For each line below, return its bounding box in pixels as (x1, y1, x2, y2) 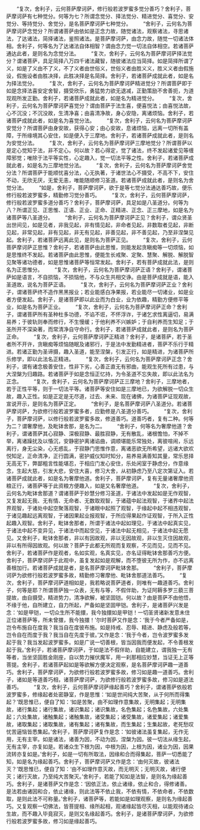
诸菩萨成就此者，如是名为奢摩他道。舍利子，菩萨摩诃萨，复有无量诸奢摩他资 (6, 475, 194, 482)
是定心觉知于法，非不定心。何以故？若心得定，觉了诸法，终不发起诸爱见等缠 (6, 147, 194, 154)
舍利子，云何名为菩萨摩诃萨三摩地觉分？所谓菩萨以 (67, 140, 193, 146)
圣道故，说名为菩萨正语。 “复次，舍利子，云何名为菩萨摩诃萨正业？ (6, 281, 183, 288)
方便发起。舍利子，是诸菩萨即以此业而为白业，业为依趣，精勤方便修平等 (11, 296, 189, 303)
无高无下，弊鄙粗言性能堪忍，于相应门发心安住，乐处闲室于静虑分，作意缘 (6, 460, 189, 467)
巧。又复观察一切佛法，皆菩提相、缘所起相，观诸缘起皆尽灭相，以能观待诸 (6, 803, 189, 810)
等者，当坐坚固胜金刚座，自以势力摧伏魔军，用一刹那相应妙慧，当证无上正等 (6, 654, 194, 661)
